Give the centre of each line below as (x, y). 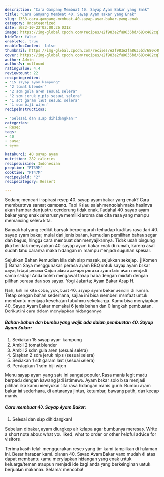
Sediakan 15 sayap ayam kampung (47, 340)
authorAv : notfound (25, 64)
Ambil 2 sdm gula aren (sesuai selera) (50, 350)
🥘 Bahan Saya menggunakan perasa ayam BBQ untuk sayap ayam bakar (78, 265)
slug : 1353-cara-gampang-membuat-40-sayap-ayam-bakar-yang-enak (72, 19)
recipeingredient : (24, 78)
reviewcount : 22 (21, 73)
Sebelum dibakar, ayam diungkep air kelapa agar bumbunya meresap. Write (81, 429)
